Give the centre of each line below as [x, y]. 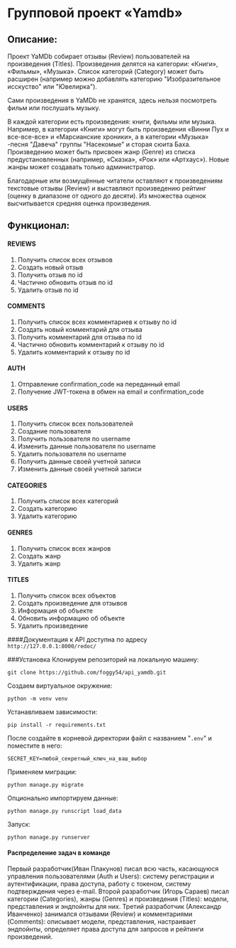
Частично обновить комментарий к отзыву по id [91, 344]
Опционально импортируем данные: [63, 798]
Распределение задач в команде [59, 853]
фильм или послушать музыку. [54, 108]
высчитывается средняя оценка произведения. [79, 203]
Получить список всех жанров [64, 548]
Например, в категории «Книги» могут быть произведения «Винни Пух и [118, 129]
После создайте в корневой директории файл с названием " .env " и [110, 738]
